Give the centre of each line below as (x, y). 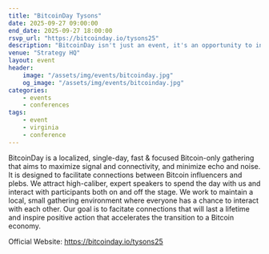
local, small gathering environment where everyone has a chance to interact (133, 200)
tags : (17, 113)
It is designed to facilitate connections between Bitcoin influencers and (125, 175)
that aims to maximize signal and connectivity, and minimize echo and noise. (134, 166)
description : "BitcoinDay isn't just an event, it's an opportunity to (130, 46)
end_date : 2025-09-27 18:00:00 (60, 30)
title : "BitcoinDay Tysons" (55, 16)
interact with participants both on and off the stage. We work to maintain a (131, 192)
